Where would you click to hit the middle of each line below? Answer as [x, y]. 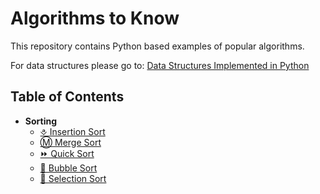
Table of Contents [67, 97]
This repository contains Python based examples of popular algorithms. [157, 46]
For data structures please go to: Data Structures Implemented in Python [160, 65]
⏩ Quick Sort [67, 153]
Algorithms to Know [95, 18]
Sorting [41, 121]
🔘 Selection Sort [73, 178]
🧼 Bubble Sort [68, 168]
